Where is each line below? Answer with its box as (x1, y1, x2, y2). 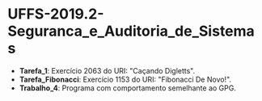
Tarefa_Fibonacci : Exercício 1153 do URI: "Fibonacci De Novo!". (19, 74, 232, 84)
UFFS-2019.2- (7, 5, 104, 23)
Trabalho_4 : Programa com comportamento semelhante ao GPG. (19, 82, 236, 93)
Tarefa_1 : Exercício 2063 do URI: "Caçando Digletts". (19, 65, 196, 75)
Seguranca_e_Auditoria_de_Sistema (7, 22, 256, 40)
